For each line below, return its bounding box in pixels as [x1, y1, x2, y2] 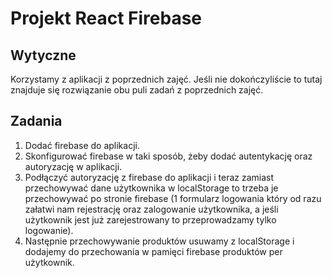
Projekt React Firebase [10, 7, 203, 30]
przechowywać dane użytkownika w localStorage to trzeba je [24, 182, 279, 194]
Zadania [10, 113, 63, 130]
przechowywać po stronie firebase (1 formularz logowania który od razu [24, 192, 322, 204]
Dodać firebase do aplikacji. [24, 139, 140, 151]
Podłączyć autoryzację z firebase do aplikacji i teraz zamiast [24, 171, 275, 183]
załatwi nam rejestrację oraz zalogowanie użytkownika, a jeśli [24, 203, 279, 215]
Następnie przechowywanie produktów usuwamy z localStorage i [24, 235, 295, 247]
